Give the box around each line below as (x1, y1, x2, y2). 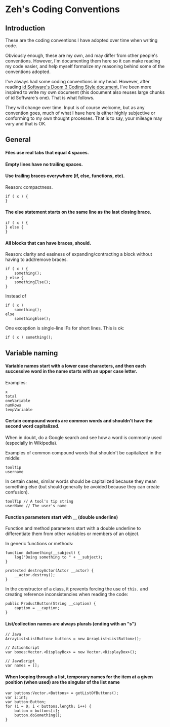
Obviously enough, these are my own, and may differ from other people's (5, 52, 158, 58)
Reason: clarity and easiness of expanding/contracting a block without (5, 251, 153, 257)
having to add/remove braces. (5, 256, 68, 262)
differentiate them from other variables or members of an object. (5, 531, 140, 537)
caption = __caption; (14, 606, 60, 611)
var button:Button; (5, 699, 47, 704)
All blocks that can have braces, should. (5, 240, 92, 246)
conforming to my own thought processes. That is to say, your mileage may (5, 115, 163, 121)
